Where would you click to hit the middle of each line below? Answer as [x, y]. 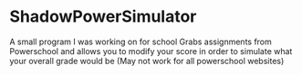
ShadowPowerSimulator [103, 17]
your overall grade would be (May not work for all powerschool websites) [147, 61]
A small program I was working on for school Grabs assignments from [141, 42]
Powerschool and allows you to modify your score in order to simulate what [151, 51]
